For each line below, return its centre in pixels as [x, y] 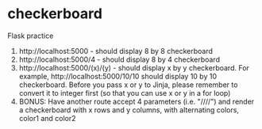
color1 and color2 [47, 118]
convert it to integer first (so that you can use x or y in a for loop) [125, 93]
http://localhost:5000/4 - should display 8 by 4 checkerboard [119, 59]
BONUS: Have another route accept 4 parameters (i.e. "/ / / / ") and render [137, 101]
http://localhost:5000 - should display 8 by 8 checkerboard [116, 51]
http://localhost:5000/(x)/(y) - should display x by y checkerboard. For [134, 67]
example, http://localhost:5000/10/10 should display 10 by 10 [118, 76]
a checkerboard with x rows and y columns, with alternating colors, [129, 110]
